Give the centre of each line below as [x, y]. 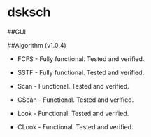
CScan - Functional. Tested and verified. [75, 100]
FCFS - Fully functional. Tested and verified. [81, 59]
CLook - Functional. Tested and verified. [75, 126]
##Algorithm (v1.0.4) [37, 45]
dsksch [29, 12]
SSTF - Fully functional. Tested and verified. [81, 72]
